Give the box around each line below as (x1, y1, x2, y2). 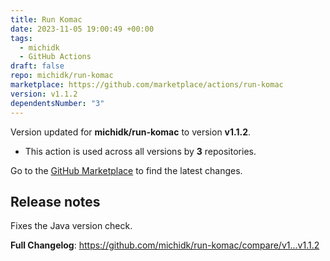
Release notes (10, 193, 101, 210)
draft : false (10, 61, 65, 71)
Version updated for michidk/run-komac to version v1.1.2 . (10, 126, 252, 138)
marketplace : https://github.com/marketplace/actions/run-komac (10, 80, 284, 90)
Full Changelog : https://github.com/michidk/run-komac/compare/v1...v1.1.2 (10, 239, 320, 251)
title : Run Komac (10, 14, 83, 25)
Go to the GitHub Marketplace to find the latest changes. (10, 164, 243, 176)
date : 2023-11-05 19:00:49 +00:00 (10, 24, 155, 34)
